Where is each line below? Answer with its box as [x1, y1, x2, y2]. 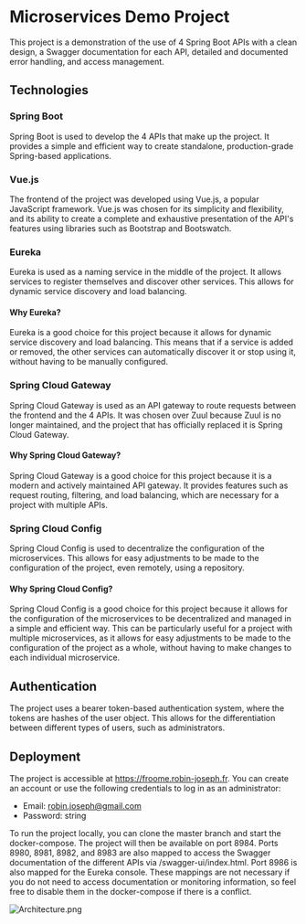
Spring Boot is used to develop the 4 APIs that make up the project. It [9, 131, 269, 142]
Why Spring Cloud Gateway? [9, 450, 121, 461]
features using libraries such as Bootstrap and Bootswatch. [9, 222, 232, 234]
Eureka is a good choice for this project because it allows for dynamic [9, 327, 272, 338]
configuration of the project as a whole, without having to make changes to [9, 643, 292, 653]
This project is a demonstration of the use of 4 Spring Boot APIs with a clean [9, 37, 298, 48]
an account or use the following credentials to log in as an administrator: [9, 783, 281, 794]
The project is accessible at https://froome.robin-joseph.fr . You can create [9, 773, 290, 784]
